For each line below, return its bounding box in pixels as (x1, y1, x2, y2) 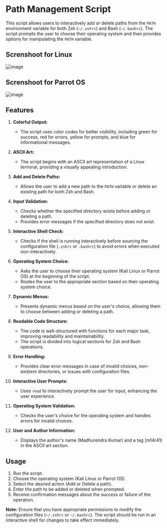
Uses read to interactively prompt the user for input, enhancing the (20, 388, 158, 394)
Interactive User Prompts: (12, 378, 68, 384)
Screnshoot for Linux (5, 50, 73, 59)
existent (20, 369, 37, 375)
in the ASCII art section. (20, 443, 69, 449)
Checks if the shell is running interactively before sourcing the (20, 238, 149, 244)
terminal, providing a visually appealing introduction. (20, 164, 128, 170)
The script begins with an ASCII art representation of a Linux (20, 159, 145, 165)
